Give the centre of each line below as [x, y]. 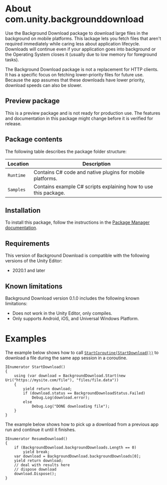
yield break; [37, 452]
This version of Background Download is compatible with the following [78, 256]
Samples [17, 190]
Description [96, 164]
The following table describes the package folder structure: [66, 151]
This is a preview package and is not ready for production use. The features [83, 113]
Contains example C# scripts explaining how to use [93, 186]
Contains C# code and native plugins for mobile [89, 172]
